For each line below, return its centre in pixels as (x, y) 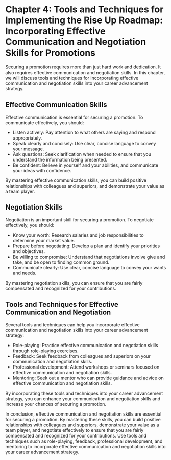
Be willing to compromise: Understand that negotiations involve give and (89, 257)
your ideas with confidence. (42, 170)
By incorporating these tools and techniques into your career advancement (84, 393)
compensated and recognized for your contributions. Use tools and (76, 436)
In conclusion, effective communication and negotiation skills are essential (83, 414)
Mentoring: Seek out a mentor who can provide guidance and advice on (88, 378)
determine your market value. (44, 240)
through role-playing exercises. (46, 351)
